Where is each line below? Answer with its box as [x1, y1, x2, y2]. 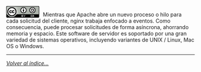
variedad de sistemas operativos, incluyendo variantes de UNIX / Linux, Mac [6, 36, 194, 43]
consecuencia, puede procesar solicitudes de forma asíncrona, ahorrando [6, 24, 189, 30]
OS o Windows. [6, 43, 45, 49]
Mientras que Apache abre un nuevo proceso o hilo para [42, 11, 182, 18]
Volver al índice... [6, 60, 49, 67]
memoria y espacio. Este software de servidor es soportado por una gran [6, 30, 187, 37]
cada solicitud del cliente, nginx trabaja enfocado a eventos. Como [6, 17, 170, 24]
